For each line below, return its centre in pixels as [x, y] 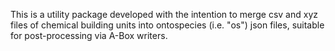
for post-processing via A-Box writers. [89, 35]
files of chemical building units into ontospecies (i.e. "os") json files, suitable [167, 25]
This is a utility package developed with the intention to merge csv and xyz [164, 14]
